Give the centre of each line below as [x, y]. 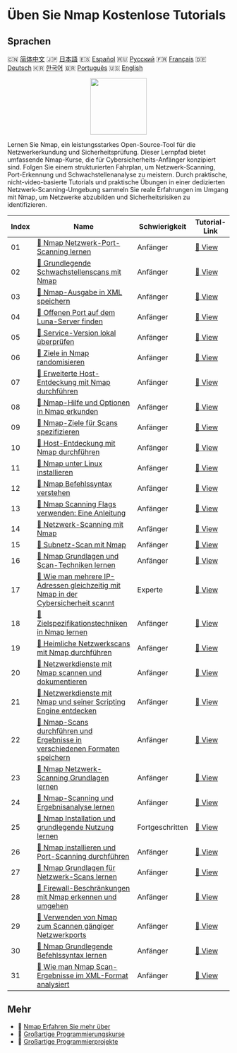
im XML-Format [102, 976]
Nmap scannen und [69, 673]
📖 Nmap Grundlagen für [76, 868]
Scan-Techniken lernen [76, 565]
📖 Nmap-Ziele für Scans [77, 423]
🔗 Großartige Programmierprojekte [68, 1041]
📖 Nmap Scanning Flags [77, 504]
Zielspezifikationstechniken [82, 623]
